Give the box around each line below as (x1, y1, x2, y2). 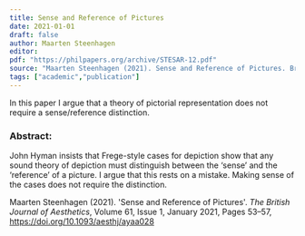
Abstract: (9, 129, 53, 142)
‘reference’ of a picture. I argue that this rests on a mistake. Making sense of (9, 170, 295, 181)
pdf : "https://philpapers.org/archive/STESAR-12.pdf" (9, 55, 218, 64)
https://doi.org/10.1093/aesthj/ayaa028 (9, 216, 154, 227)
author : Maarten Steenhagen (9, 38, 116, 48)
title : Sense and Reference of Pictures (9, 13, 165, 23)
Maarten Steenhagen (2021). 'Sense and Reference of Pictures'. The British (9, 197, 290, 208)
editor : (9, 47, 39, 56)
